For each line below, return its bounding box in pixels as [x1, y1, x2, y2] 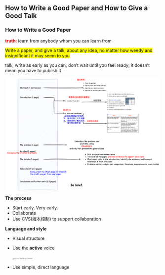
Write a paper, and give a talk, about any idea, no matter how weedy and [5, 47, 153, 53]
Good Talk [5, 12, 37, 20]
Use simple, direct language [12, 264, 70, 270]
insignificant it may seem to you [5, 52, 70, 58]
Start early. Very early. [12, 205, 58, 211]
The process [5, 195, 32, 201]
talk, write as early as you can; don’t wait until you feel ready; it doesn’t [5, 62, 150, 68]
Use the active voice [12, 245, 55, 251]
